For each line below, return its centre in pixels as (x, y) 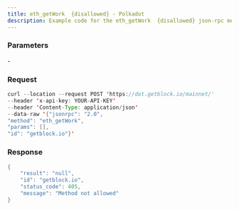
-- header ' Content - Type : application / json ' (73, 107)
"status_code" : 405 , (51, 187)
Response (25, 152)
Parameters (28, 46)
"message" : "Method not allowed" (70, 194)
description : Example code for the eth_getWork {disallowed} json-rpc (116, 21)
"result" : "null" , (47, 174)
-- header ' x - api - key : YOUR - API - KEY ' (62, 100)
